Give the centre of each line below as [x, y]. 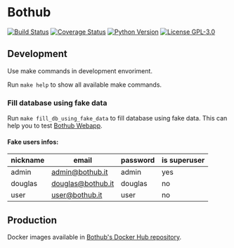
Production [32, 220]
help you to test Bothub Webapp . [55, 126]
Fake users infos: [33, 142]
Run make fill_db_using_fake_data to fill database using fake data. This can [117, 118]
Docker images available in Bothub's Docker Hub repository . [95, 237]
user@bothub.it [77, 195]
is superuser [183, 161]
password [138, 161]
